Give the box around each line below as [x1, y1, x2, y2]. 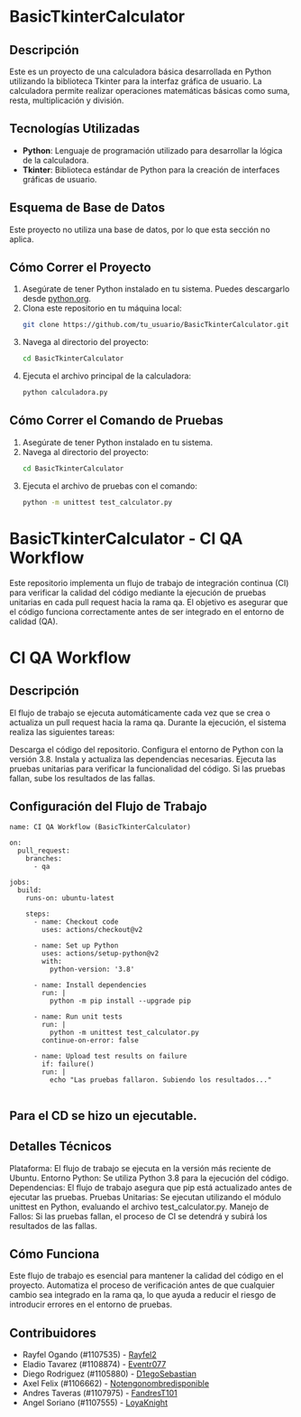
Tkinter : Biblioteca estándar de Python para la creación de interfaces [22, 164, 280, 175]
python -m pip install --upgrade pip [49, 996, 192, 1006]
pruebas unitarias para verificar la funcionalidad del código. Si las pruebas [9, 763, 286, 774]
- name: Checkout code [32, 918, 119, 927]
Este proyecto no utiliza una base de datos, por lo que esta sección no [9, 224, 270, 235]
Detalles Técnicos [9, 1139, 113, 1154]
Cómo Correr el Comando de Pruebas [9, 413, 223, 428]
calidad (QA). [9, 616, 59, 627]
